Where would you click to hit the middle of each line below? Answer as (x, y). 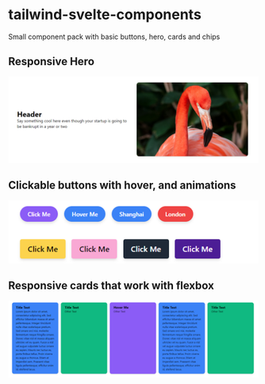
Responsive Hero (52, 62)
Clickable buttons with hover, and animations (122, 186)
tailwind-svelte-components (105, 15)
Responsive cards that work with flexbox (111, 286)
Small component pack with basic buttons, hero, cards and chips (114, 37)
